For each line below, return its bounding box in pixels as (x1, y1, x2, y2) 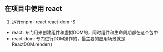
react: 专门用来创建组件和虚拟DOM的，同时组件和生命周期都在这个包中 (11, 29, 158, 35)
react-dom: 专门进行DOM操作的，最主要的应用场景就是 (11, 35, 126, 41)
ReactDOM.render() (11, 41, 53, 47)
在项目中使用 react (4, 4, 62, 13)
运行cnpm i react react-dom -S (11, 19, 76, 25)
